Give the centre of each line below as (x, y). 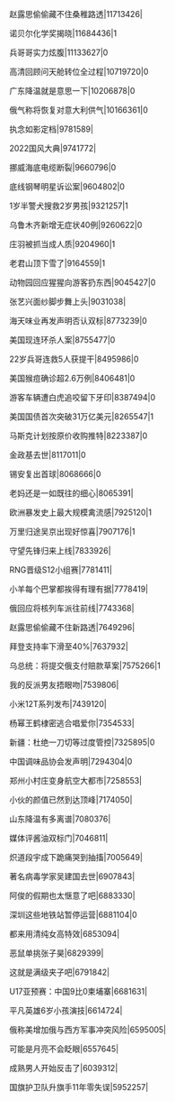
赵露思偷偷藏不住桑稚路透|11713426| (76, 14)
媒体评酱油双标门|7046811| (59, 838)
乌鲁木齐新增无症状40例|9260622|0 (76, 225)
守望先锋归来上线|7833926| (60, 550)
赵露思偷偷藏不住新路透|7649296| (72, 627)
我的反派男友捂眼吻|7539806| (64, 685)
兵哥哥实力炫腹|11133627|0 (59, 52)
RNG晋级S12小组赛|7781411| (61, 570)
